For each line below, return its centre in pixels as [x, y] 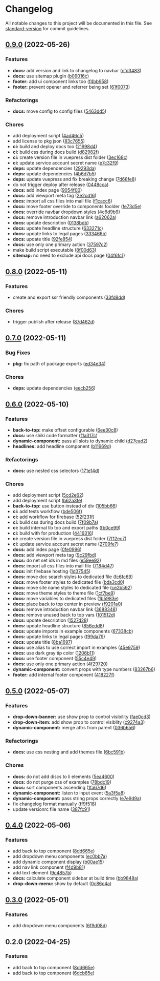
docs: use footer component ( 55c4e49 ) [55, 659]
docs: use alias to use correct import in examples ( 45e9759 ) [76, 648]
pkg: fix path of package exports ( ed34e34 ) [59, 363]
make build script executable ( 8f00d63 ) [54, 250]
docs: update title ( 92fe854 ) [43, 239]
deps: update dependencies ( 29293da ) [54, 168]
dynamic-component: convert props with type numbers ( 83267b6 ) [84, 669]
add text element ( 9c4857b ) [42, 873]
